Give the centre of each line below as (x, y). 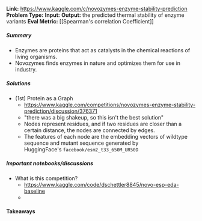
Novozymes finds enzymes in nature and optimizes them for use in (98, 63)
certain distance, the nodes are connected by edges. (89, 130)
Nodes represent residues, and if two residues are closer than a (103, 124)
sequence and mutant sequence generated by (81, 143)
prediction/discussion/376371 (60, 111)
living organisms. (36, 56)
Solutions (19, 83)
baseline (34, 191)
